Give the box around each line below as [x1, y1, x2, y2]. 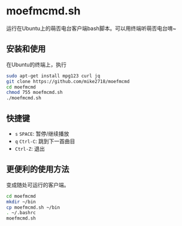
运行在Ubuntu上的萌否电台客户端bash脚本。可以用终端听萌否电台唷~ [6, 25, 177, 32]
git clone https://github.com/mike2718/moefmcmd [6, 78, 130, 84]
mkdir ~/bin [6, 198, 36, 204]
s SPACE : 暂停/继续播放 [14, 130, 69, 137]
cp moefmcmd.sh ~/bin [6, 204, 60, 210]
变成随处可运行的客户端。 [6, 181, 69, 188]
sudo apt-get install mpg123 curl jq [6, 73, 101, 79]
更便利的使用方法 [6, 164, 69, 175]
